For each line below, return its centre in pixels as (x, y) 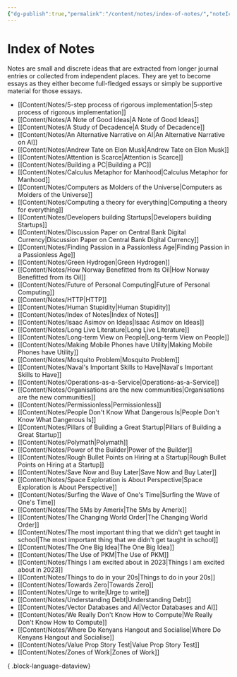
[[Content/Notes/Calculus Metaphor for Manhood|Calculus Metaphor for (123, 172)
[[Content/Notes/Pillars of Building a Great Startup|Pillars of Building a (119, 427)
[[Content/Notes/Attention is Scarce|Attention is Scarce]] (100, 157)
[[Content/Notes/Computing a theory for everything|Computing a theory (122, 202)
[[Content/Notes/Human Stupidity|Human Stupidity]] (94, 307)
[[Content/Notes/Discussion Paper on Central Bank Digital (102, 232)
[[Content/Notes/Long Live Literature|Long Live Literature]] (103, 330)
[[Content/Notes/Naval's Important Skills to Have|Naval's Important (115, 367)
